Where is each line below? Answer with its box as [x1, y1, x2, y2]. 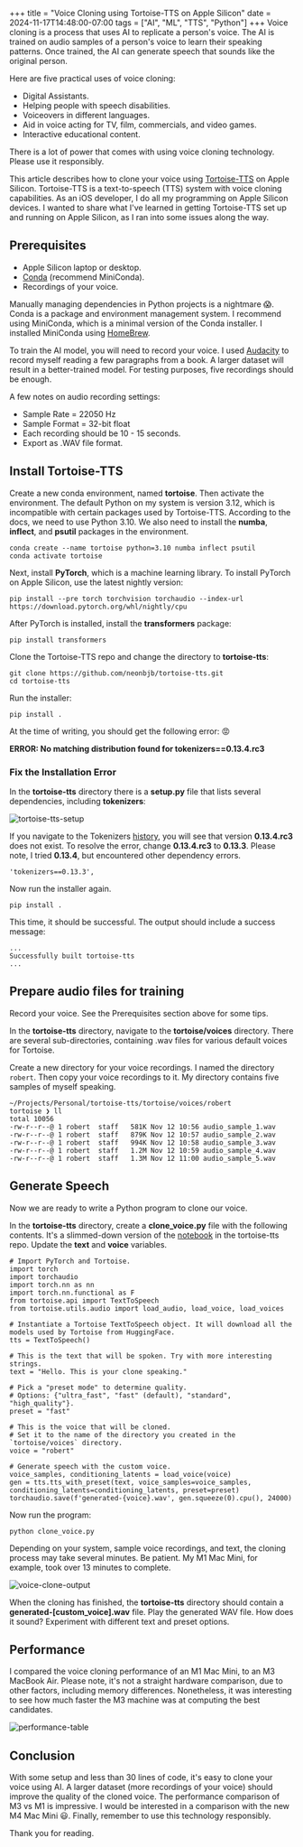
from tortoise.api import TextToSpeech [9, 1295, 160, 1305]
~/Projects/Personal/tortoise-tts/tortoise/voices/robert [9, 1099, 232, 1108]
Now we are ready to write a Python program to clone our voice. [9, 1202, 248, 1213]
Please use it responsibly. [9, 156, 105, 166]
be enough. [9, 374, 52, 385]
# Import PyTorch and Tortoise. [9, 1257, 131, 1266]
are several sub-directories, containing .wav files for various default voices [9, 1035, 288, 1045]
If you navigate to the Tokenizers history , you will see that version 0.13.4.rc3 [9, 831, 293, 841]
